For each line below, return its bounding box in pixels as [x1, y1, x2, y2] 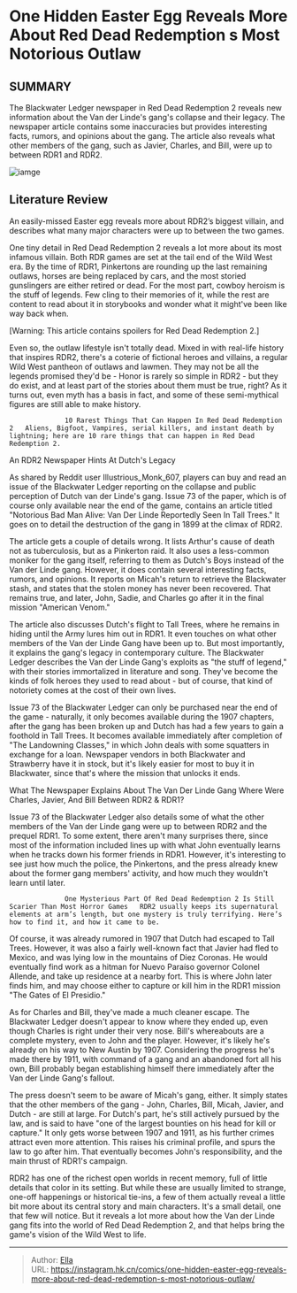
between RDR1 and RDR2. [9, 150, 103, 160]
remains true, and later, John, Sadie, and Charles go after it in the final [9, 592, 264, 603]
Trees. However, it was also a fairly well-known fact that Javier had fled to [9, 943, 278, 953]
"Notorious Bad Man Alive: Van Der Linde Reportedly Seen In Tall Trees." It [9, 509, 280, 520]
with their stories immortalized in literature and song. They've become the [9, 666, 278, 676]
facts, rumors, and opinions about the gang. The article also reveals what [9, 131, 276, 141]
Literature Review [9, 192, 109, 207]
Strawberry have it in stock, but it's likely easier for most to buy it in [9, 758, 255, 769]
